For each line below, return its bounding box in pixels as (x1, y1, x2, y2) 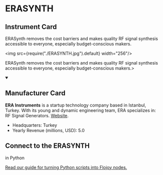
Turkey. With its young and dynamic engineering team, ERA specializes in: (5, 107, 156, 113)
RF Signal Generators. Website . (5, 112, 69, 118)
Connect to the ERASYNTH (5, 141, 90, 150)
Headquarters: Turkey (12, 122, 57, 128)
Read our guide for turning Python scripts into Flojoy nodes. (5, 164, 127, 170)
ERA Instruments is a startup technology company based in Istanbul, (5, 102, 146, 108)
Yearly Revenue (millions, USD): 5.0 (12, 127, 85, 133)
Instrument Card (5, 23, 57, 31)
